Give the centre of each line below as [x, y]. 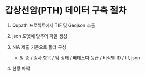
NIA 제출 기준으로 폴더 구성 [39, 47]
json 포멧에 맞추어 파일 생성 [39, 36]
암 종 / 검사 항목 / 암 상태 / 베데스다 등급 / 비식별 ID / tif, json [80, 58]
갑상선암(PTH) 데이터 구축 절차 [66, 10]
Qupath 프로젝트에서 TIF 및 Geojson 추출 [53, 25]
